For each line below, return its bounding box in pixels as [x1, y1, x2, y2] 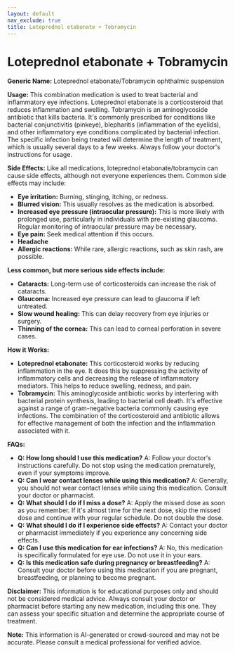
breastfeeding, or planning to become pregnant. [17, 573, 156, 582]
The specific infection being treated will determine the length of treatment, [7, 135, 223, 144]
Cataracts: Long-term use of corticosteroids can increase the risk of [17, 279, 217, 289]
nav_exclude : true [7, 17, 61, 24]
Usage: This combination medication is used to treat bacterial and [7, 91, 199, 99]
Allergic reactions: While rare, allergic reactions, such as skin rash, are [17, 245, 224, 253]
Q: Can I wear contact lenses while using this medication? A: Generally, [17, 476, 229, 485]
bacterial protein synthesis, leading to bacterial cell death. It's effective [17, 397, 223, 405]
